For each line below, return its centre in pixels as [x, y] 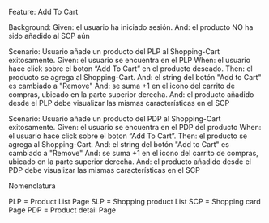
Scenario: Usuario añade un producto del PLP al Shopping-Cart [114, 51]
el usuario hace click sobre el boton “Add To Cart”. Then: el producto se [128, 136]
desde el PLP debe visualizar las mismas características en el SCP [119, 103]
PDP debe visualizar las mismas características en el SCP [104, 170]
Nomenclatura [32, 186]
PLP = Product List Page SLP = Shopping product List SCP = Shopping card [134, 202]
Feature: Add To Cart [43, 12]
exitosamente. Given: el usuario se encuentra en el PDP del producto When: [135, 127]
